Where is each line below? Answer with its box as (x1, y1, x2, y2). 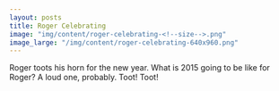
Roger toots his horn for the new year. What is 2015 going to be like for (9, 62, 271, 73)
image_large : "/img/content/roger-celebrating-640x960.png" (9, 37, 240, 47)
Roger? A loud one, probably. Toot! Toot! (9, 72, 159, 83)
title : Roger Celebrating (9, 21, 106, 30)
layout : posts (9, 12, 63, 22)
